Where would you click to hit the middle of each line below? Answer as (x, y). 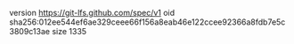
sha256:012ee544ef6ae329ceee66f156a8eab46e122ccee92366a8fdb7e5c (147, 22)
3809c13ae (30, 31)
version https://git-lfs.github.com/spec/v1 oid (92, 13)
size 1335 (69, 31)
